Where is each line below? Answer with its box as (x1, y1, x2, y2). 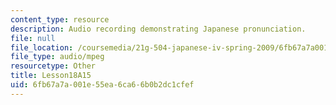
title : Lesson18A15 (10, 71, 92, 81)
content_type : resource (10, 14, 110, 25)
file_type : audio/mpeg (10, 52, 105, 62)
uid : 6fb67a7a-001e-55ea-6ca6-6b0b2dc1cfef (10, 80, 195, 90)
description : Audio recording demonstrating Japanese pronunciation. (10, 24, 307, 34)
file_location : (10, 42, 74, 53)
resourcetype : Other (10, 61, 97, 71)
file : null (10, 33, 56, 43)
